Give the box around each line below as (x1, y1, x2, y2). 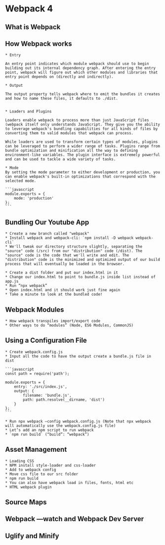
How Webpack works (5, 39, 73, 48)
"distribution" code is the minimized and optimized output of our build (5, 257, 161, 262)
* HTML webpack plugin (5, 484, 52, 489)
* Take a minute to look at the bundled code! (5, 292, 103, 297)
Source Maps (5, 498, 47, 506)
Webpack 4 (5, 3, 53, 14)
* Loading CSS (5, 458, 35, 464)
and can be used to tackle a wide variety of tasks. (5, 157, 116, 162)
